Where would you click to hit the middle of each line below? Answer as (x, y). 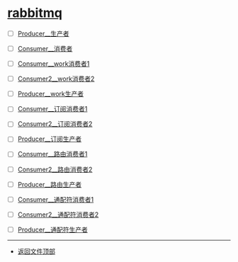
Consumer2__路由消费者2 (55, 169)
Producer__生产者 (43, 33)
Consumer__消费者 (45, 49)
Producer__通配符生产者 (53, 229)
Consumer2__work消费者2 (56, 79)
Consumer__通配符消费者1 (56, 199)
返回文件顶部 (36, 251)
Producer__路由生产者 (50, 184)
